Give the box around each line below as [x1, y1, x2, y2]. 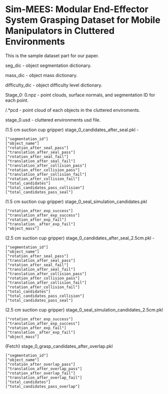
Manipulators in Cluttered [5, 25, 115, 36]
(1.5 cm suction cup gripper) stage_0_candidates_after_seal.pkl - [5, 127, 139, 133]
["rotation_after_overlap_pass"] [5, 362, 76, 367]
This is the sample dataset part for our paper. [5, 52, 99, 59]
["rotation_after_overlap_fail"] [5, 371, 76, 376]
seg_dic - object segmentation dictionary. [5, 62, 92, 68]
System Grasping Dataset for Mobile [5, 14, 160, 26]
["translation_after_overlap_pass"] [5, 366, 82, 371]
